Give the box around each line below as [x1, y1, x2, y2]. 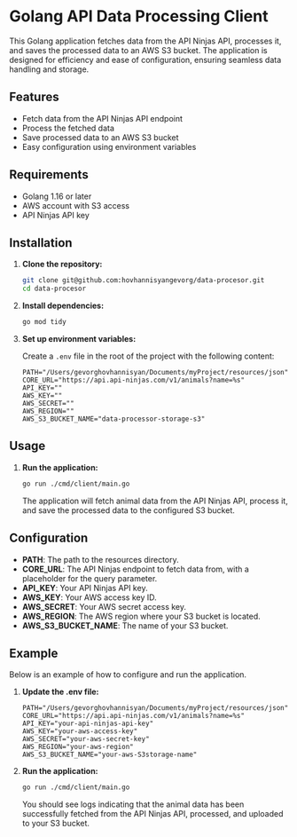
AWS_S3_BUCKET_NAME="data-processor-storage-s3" [21, 415, 206, 423]
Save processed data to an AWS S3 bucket [21, 131, 179, 143]
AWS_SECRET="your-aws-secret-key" [21, 735, 150, 744]
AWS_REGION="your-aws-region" [21, 743, 135, 752]
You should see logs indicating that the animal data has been [21, 799, 245, 809]
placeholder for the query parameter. [21, 572, 158, 583]
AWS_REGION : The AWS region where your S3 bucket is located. [21, 611, 262, 621]
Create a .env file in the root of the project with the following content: [21, 351, 275, 361]
